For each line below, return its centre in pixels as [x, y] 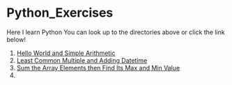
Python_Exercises [60, 13]
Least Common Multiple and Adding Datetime [82, 60]
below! [16, 39]
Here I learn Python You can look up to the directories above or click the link [116, 32]
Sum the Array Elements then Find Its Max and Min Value [98, 68]
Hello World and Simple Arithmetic [66, 53]
